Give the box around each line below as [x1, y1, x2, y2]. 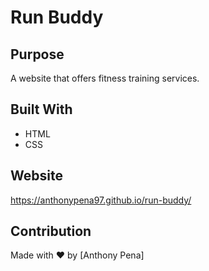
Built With [10, 101, 73, 118]
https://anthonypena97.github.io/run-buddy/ [10, 194, 192, 206]
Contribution [10, 223, 92, 240]
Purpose [10, 46, 65, 63]
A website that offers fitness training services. [10, 72, 200, 84]
